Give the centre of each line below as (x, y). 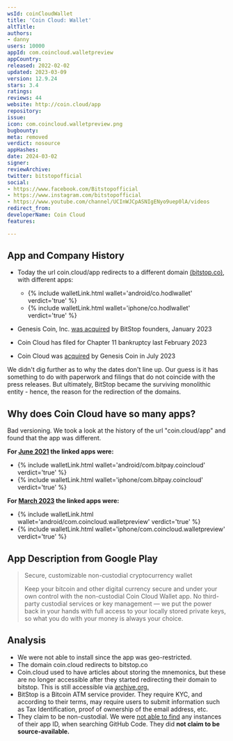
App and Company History (66, 256)
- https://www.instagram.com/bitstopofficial (74, 195)
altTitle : (22, 27)
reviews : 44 (24, 98)
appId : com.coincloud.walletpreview (60, 53)
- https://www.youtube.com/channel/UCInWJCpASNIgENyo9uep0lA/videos (109, 202)
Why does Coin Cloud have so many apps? (102, 413)
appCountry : (24, 59)
